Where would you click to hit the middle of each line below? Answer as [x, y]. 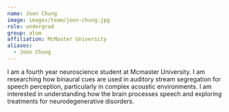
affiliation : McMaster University [57, 39]
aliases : [20, 46]
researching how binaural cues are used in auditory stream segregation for [114, 79]
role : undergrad [31, 26]
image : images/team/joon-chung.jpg [59, 20]
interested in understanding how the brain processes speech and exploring [114, 93]
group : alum [24, 33]
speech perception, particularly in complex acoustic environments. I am [109, 86]
